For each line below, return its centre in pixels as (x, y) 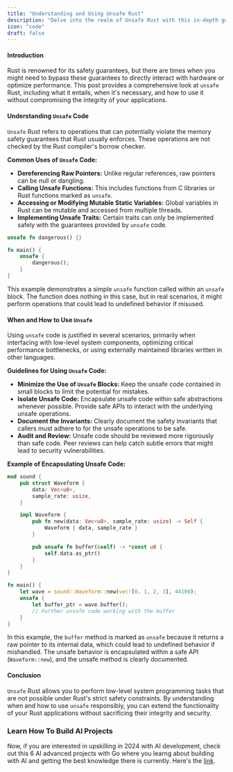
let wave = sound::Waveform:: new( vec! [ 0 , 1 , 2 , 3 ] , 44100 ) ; (108, 592)
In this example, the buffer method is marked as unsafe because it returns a (115, 637)
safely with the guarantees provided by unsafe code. (92, 225)
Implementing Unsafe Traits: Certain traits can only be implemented (115, 217)
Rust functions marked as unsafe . (65, 195)
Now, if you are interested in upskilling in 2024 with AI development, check (114, 746)
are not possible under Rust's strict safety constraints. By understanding (111, 698)
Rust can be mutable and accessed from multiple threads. (100, 210)
